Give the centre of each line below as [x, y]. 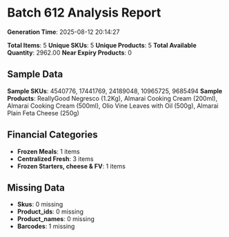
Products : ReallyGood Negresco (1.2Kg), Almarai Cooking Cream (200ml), [112, 98]
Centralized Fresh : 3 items [56, 159]
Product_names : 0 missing [56, 219]
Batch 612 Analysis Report [84, 13]
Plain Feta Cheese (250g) [43, 113]
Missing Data [36, 188]
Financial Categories [52, 135]
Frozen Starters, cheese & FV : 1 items [71, 166]
